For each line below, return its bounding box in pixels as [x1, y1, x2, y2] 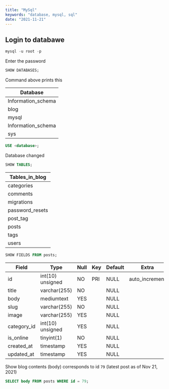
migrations [8, 198, 33, 205]
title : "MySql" [5, 7, 37, 13]
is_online [8, 334, 29, 341]
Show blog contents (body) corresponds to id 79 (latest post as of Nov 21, [5, 363, 158, 369]
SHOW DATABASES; [5, 68, 39, 73]
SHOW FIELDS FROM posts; [5, 252, 57, 258]
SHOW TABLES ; [5, 162, 33, 167]
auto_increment [129, 275, 166, 282]
